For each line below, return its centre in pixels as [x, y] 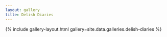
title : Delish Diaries [29, 15]
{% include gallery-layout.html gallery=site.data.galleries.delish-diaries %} [83, 29]
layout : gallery [22, 10]
